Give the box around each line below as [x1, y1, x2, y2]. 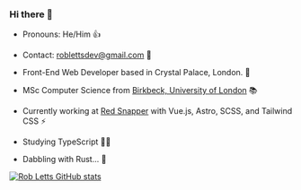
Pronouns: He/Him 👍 [22, 29, 102, 39]
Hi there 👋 [9, 8, 54, 21]
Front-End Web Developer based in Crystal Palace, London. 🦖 [22, 67, 251, 78]
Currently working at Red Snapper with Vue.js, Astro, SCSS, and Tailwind [22, 106, 293, 117]
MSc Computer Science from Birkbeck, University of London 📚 [22, 85, 258, 96]
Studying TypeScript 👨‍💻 [22, 136, 111, 147]
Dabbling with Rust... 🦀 [22, 154, 107, 165]
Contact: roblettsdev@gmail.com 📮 [22, 49, 152, 61]
